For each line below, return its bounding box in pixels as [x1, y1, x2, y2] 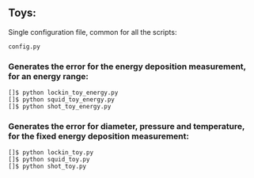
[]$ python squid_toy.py [8, 156, 90, 164]
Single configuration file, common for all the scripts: [8, 27, 177, 36]
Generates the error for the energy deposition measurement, [8, 61, 247, 72]
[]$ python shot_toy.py [8, 162, 87, 171]
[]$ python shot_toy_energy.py [8, 103, 112, 111]
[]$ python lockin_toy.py [8, 149, 93, 157]
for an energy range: [8, 70, 89, 81]
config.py [8, 43, 41, 51]
